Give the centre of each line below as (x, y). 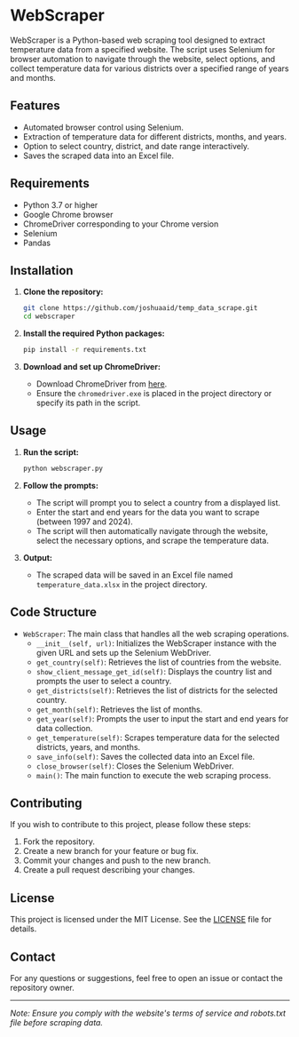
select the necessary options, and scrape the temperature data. (153, 540)
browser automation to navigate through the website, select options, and (143, 59)
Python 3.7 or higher (60, 204)
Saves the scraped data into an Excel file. (98, 156)
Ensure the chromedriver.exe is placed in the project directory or (154, 393)
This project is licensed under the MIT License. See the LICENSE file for (141, 920)
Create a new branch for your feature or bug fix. (110, 851)
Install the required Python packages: (94, 333)
